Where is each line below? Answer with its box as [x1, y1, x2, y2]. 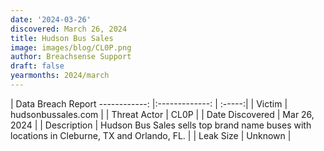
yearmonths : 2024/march [10, 71, 110, 81]
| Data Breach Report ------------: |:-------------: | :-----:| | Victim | [10, 97, 288, 110]
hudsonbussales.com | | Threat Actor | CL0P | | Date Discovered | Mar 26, [10, 108, 315, 120]
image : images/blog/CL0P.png [10, 42, 132, 53]
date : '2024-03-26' [10, 14, 92, 25]
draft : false [10, 61, 65, 71]
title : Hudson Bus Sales [10, 33, 114, 43]
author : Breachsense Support [10, 52, 132, 62]
